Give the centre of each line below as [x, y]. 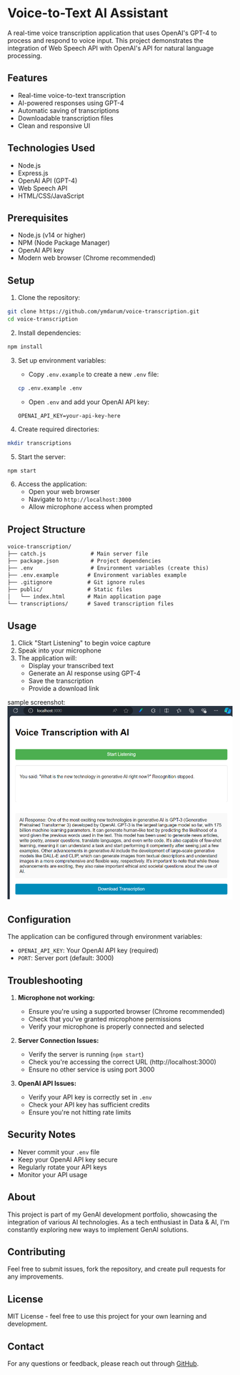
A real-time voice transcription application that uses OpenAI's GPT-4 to [112, 33]
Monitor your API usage [52, 1174]
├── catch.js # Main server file [78, 554]
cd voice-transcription [43, 319]
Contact [26, 1346]
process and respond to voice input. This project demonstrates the [106, 40]
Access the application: [52, 484]
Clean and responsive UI [54, 126]
